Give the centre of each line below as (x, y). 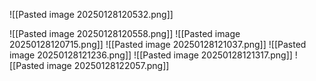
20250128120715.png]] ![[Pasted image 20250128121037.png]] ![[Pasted (158, 44)
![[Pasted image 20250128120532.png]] (91, 14)
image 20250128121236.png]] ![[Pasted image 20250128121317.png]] (151, 55)
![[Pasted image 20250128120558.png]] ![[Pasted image (125, 33)
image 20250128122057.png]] (108, 65)
